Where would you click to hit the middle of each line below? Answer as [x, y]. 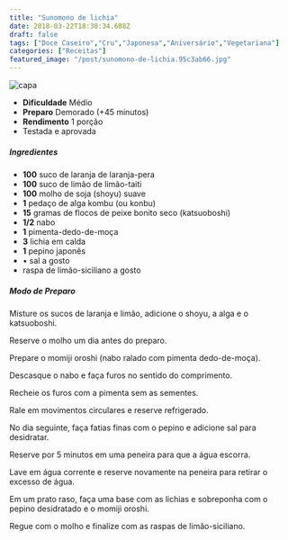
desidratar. [29, 436]
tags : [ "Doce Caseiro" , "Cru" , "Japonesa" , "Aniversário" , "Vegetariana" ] [144, 43]
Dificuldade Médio [57, 103]
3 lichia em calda [54, 241]
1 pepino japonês [54, 251]
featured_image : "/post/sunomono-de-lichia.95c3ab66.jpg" [120, 59]
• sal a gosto [46, 260]
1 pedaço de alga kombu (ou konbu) [89, 202]
